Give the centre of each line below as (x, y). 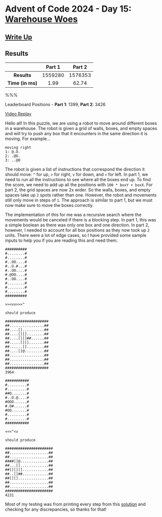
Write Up (19, 37)
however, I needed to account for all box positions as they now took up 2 (77, 230)
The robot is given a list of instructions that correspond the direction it (75, 169)
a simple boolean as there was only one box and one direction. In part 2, (77, 225)
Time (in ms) (23, 83)
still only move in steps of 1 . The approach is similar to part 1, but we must (79, 200)
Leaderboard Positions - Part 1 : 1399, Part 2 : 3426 (55, 105)
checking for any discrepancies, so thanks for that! (56, 509)
